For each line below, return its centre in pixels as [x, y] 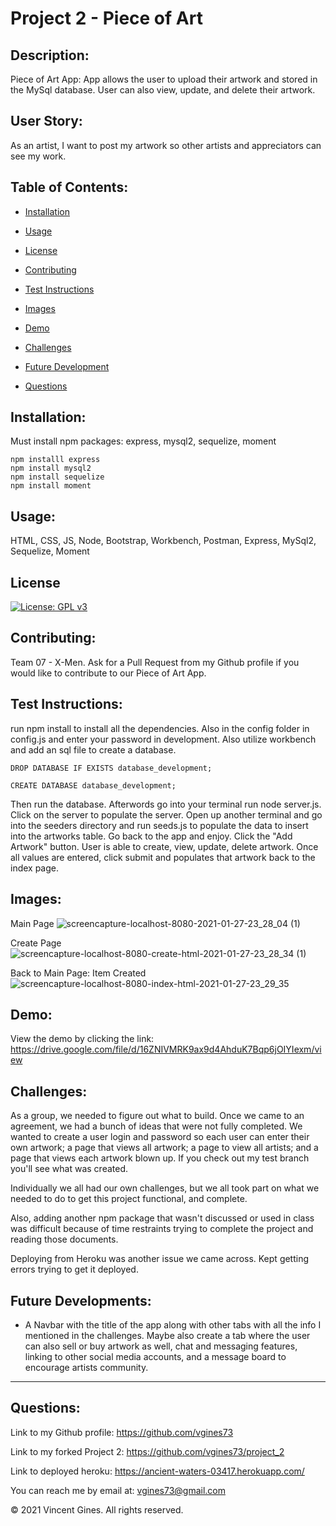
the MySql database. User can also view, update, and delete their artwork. [163, 90]
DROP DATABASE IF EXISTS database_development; [111, 768]
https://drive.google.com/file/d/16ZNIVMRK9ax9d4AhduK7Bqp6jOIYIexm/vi [166, 1049]
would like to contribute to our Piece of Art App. [108, 673]
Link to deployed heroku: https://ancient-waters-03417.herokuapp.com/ [157, 1471]
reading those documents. [64, 1239]
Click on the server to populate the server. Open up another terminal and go [166, 814]
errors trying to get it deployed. [74, 1269]
